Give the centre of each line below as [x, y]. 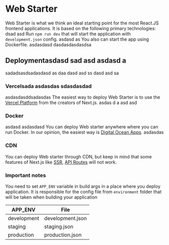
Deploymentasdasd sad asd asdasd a [66, 61]
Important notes [26, 175]
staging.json [59, 226]
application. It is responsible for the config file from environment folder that [83, 192]
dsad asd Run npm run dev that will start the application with [68, 34]
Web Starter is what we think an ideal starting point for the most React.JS [82, 23]
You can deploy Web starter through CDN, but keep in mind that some [79, 156]
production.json [63, 235]
